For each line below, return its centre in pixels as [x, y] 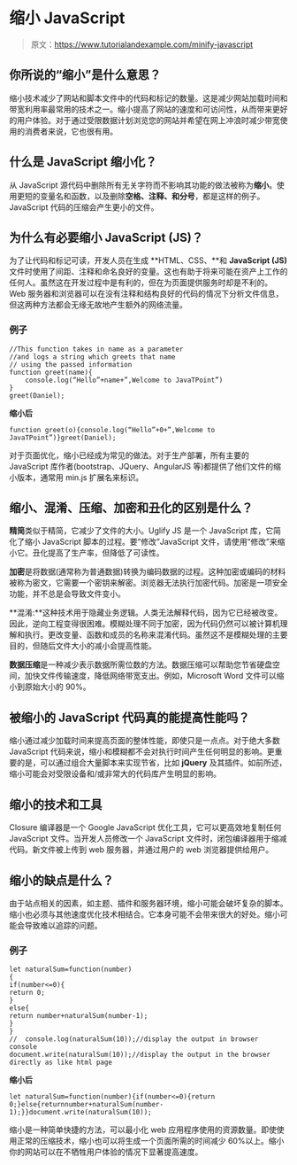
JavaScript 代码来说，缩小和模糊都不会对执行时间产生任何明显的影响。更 [142, 752]
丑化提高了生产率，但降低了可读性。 [98, 553]
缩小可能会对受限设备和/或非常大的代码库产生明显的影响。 [115, 774]
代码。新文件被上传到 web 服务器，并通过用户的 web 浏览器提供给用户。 [141, 850]
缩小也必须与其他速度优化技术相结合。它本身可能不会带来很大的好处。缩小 [145, 914]
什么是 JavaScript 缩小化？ [83, 162]
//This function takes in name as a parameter [96, 349]
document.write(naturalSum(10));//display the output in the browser [140, 1055]
